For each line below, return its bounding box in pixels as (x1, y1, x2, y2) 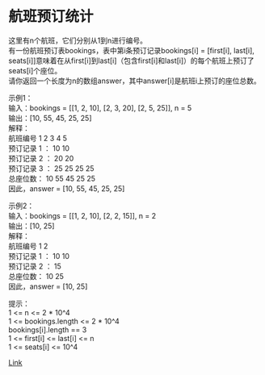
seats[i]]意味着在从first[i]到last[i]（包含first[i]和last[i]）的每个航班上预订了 (8, 56, 254, 65)
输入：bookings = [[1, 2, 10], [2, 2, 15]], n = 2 (8, 210, 157, 220)
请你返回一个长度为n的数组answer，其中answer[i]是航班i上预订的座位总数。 (8, 76, 261, 85)
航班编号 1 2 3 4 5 (8, 133, 67, 143)
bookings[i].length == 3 (8, 324, 87, 335)
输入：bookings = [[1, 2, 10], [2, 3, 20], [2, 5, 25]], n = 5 (8, 102, 192, 113)
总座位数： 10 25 (8, 271, 65, 281)
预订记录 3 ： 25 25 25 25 (8, 163, 95, 173)
